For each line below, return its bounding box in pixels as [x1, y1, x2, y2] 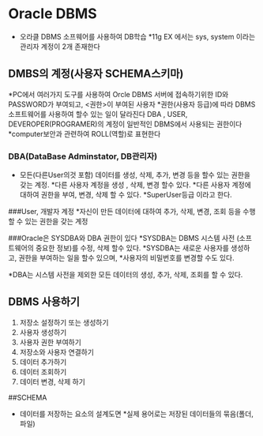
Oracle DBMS [8, 5, 97, 23]
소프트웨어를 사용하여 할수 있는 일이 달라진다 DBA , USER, [8, 109, 188, 118]
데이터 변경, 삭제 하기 [19, 377, 85, 386]
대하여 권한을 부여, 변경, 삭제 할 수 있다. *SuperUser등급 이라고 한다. [19, 190, 233, 200]
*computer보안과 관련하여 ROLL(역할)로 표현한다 [8, 129, 161, 138]
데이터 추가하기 [19, 357, 67, 366]
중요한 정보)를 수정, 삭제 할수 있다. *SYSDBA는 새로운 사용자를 [35, 243, 229, 253]
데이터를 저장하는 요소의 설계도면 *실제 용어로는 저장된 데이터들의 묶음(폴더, [19, 408, 254, 419]
